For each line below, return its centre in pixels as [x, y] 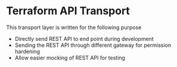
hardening [27, 51]
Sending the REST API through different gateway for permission [93, 45]
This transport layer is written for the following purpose [74, 27]
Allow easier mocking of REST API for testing [70, 58]
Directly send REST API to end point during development [84, 39]
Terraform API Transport [68, 11]
